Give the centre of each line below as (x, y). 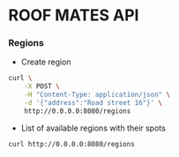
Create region (46, 62)
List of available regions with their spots (93, 128)
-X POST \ (42, 86)
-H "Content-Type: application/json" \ (97, 95)
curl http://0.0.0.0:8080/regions (72, 144)
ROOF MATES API (74, 15)
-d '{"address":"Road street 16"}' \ (93, 103)
